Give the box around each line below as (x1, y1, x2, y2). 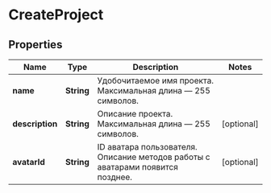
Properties (8, 38, 63, 51)
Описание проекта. (97, 109, 173, 119)
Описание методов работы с (97, 151, 211, 162)
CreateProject (8, 6, 104, 24)
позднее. (97, 171, 133, 183)
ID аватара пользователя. (97, 142, 198, 152)
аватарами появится (97, 162, 179, 172)
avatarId (12, 157, 46, 167)
